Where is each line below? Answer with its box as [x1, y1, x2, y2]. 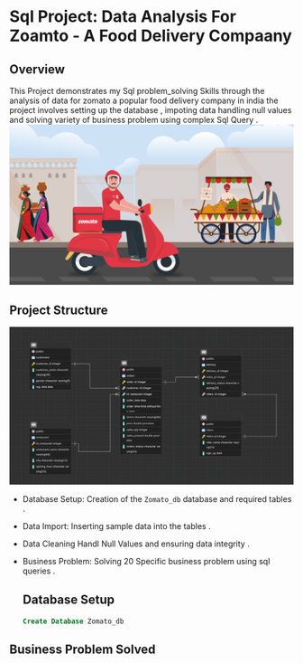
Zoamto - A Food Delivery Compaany [9, 25, 293, 46]
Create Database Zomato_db [22, 617, 124, 626]
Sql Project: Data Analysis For [9, 6, 237, 27]
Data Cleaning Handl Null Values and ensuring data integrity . [22, 538, 250, 549]
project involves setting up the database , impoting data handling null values [9, 105, 292, 115]
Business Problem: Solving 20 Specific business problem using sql [22, 556, 271, 567]
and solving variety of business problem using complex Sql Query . [9, 115, 259, 125]
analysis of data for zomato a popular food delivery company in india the [9, 95, 279, 106]
